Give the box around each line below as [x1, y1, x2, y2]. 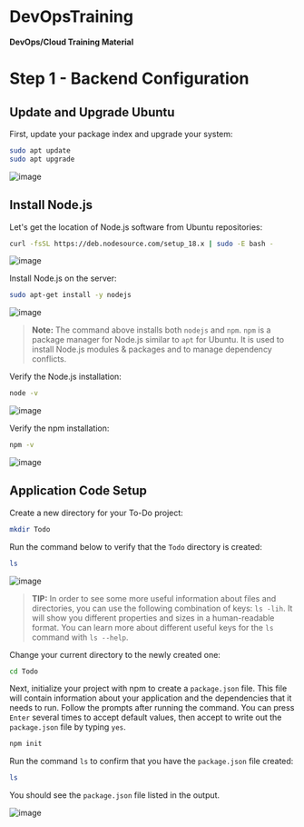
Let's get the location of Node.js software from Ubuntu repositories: [9, 221, 263, 233]
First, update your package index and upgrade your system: [9, 128, 233, 139]
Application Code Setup [9, 483, 147, 499]
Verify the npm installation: [9, 423, 110, 433]
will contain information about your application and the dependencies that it [9, 692, 292, 703]
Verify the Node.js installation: [9, 371, 123, 383]
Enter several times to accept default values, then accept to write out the [9, 712, 282, 723]
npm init [9, 739, 43, 749]
